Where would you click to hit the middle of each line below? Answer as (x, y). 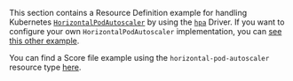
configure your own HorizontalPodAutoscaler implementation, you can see (146, 31)
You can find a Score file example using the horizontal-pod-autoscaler (139, 58)
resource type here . (45, 67)
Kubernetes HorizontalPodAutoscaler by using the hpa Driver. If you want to (147, 22)
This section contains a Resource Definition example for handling (128, 13)
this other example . (44, 40)
